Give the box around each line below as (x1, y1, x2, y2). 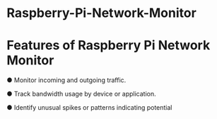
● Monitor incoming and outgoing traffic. (6, 76, 127, 84)
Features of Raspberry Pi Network (6, 38, 211, 54)
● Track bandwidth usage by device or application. (6, 90, 156, 98)
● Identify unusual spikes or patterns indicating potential (6, 103, 172, 112)
